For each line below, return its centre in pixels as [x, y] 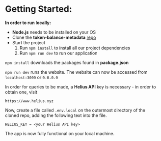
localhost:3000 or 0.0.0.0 [31, 77]
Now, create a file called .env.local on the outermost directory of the [75, 110]
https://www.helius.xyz [29, 101]
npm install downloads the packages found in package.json [67, 62]
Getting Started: [39, 9]
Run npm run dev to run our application [58, 53]
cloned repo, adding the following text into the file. [56, 115]
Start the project [29, 42]
